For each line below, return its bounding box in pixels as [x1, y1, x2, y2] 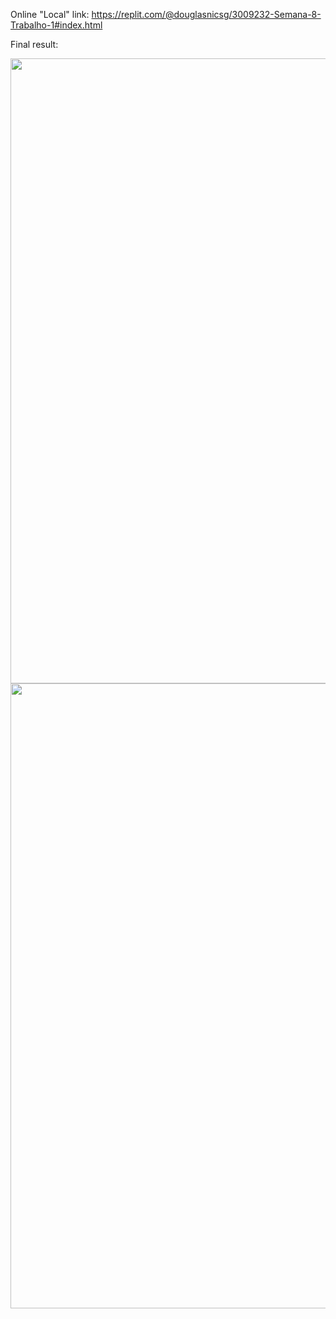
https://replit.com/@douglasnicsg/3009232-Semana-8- [91, 9, 322, 20]
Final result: [10, 39, 59, 50]
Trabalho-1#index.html [10, 19, 103, 31]
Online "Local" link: [10, 9, 90, 20]
